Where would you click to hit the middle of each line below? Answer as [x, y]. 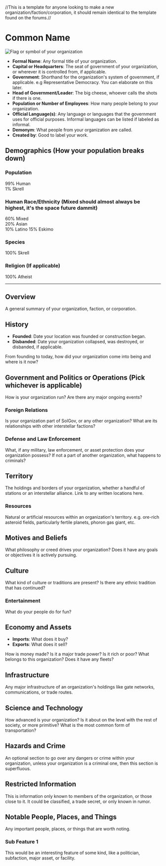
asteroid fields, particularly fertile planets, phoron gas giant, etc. [70, 522]
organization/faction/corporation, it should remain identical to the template [81, 12]
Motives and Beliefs [36, 538]
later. [18, 87]
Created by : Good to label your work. [50, 135]
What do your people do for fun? [38, 612]
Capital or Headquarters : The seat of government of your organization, [85, 66]
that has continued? [25, 588]
